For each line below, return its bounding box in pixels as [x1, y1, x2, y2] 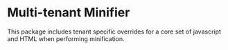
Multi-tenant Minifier [7, 5, 130, 21]
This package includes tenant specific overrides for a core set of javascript [7, 27, 222, 36]
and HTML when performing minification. [7, 34, 125, 42]
